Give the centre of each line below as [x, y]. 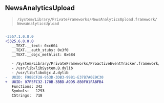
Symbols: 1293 [28, 91]
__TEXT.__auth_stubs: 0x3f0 [40, 50]
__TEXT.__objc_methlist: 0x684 [43, 55]
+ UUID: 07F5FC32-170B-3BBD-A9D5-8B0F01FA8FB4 [54, 82]
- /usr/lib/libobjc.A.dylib [40, 73]
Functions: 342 [27, 86]
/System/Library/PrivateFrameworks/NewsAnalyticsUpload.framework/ [87, 19]
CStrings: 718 [27, 96]
